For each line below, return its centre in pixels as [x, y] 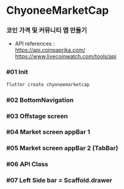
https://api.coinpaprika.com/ [50, 50]
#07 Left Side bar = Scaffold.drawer [59, 181]
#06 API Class [27, 164]
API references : [35, 44]
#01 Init [17, 72]
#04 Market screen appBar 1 [48, 132]
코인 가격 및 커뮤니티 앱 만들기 [47, 31]
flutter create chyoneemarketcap [48, 85]
